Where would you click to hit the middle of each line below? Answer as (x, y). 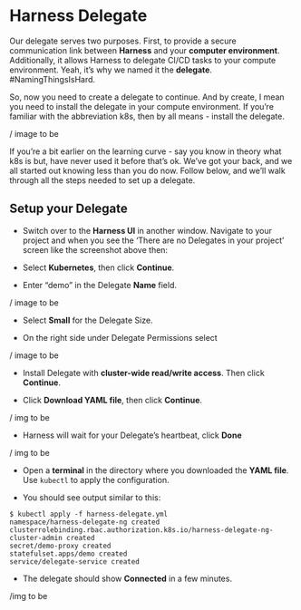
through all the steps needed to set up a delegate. (102, 180)
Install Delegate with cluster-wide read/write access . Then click (143, 373)
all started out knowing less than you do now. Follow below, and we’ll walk (147, 170)
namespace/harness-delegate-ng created (85, 522)
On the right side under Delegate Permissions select (120, 337)
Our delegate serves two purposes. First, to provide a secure (123, 41)
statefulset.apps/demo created (68, 554)
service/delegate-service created (75, 562)
